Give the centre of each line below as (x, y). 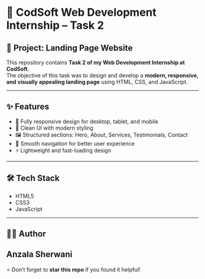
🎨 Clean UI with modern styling (54, 128)
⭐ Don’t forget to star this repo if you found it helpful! (74, 269)
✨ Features (28, 107)
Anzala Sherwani (39, 254)
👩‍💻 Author (26, 234)
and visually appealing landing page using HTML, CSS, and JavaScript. (97, 82)
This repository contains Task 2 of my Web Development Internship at (95, 62)
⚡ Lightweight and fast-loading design (63, 150)
